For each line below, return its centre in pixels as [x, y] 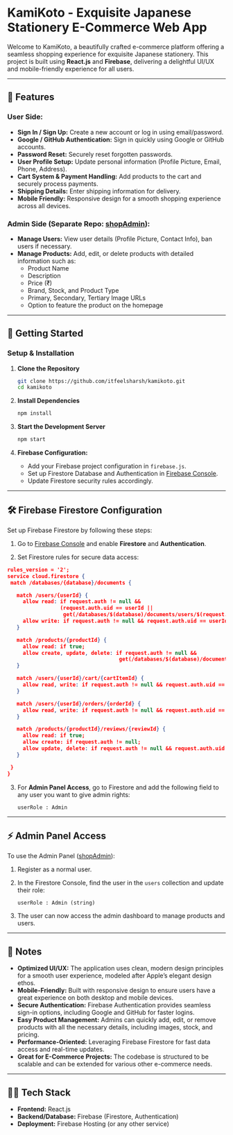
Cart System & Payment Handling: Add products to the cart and [109, 176]
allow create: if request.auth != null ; [81, 742]
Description [44, 275]
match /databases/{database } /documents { [71, 583]
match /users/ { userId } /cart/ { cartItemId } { [80, 679]
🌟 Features [31, 97]
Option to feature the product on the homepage [95, 305]
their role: [31, 890]
